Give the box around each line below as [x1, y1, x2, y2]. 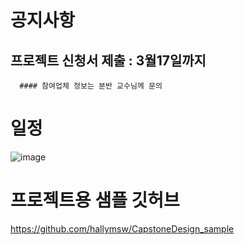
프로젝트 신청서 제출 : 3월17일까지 [10, 52, 207, 69]
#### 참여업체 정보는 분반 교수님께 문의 [19, 81, 163, 91]
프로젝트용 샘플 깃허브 [10, 189, 180, 212]
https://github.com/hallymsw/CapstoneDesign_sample [10, 222, 235, 235]
